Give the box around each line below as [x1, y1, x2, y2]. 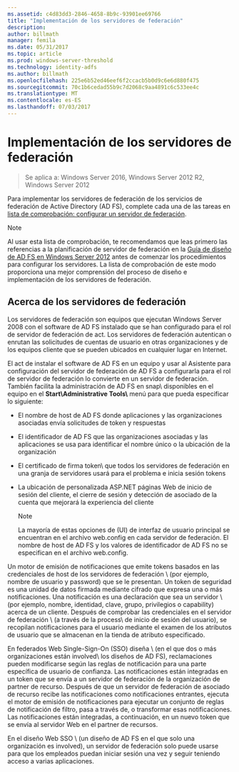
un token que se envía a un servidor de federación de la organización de [7, 674, 220, 683]
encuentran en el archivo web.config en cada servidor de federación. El [17, 533, 229, 541]
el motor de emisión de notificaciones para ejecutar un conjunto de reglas [7, 697, 225, 706]
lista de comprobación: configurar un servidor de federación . [7, 209, 187, 218]
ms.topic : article [7, 51, 62, 58]
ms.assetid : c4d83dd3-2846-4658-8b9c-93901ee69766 [7, 10, 161, 18]
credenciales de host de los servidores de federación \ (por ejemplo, [7, 569, 209, 578]
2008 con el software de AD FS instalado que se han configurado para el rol [7, 322, 231, 331]
